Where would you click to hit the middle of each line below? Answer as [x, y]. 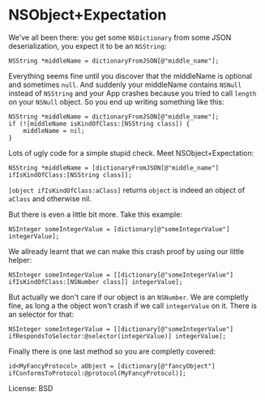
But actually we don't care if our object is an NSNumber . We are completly [128, 297]
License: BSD [31, 388]
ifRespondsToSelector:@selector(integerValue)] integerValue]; [118, 336]
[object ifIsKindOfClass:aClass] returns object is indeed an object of [127, 190]
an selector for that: [41, 314]
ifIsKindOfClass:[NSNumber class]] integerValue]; [96, 282]
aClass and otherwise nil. [50, 198]
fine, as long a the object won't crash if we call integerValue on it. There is [133, 305]
